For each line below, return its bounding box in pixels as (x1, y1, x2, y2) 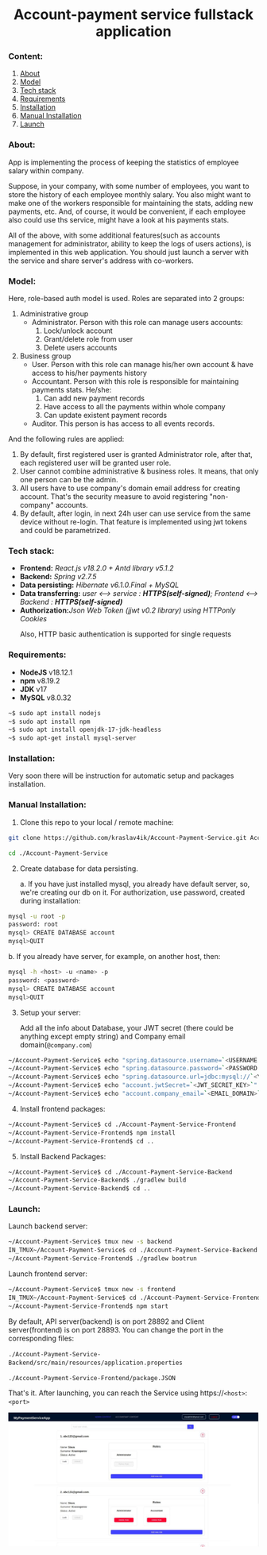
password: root (8, 920, 59, 929)
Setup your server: (19, 1008, 81, 1017)
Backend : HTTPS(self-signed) (19, 598, 123, 607)
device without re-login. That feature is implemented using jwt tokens (19, 517, 248, 527)
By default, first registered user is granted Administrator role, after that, (19, 450, 253, 459)
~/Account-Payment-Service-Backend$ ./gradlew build (8, 1176, 187, 1185)
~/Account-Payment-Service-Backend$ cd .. (8, 1185, 151, 1193)
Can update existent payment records (43, 411, 168, 420)
